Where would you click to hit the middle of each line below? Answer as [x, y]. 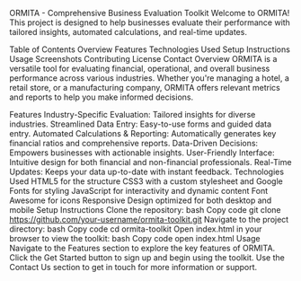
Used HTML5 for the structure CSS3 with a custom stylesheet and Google [146, 181]
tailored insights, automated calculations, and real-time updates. [128, 32]
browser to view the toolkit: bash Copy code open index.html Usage [135, 238]
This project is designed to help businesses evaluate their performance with [150, 22]
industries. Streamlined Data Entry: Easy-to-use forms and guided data [141, 124]
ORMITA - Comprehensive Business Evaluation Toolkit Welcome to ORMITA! [150, 13]
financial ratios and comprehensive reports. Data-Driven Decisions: [134, 143]
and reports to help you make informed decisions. [102, 97]
